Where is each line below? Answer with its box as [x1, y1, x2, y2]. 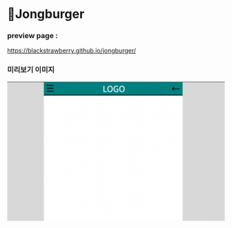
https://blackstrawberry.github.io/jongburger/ [7, 46, 137, 55]
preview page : [7, 31, 58, 41]
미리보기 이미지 [7, 65, 55, 75]
